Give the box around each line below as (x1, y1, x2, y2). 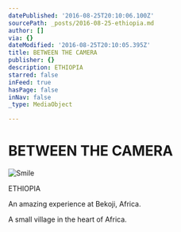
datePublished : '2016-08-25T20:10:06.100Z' (8, 11, 155, 20)
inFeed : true (8, 78, 52, 86)
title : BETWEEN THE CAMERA (8, 49, 98, 57)
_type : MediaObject (8, 100, 73, 108)
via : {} (8, 33, 34, 42)
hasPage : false (8, 85, 59, 94)
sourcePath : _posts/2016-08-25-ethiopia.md (8, 19, 155, 27)
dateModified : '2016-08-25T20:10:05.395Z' (8, 41, 151, 49)
